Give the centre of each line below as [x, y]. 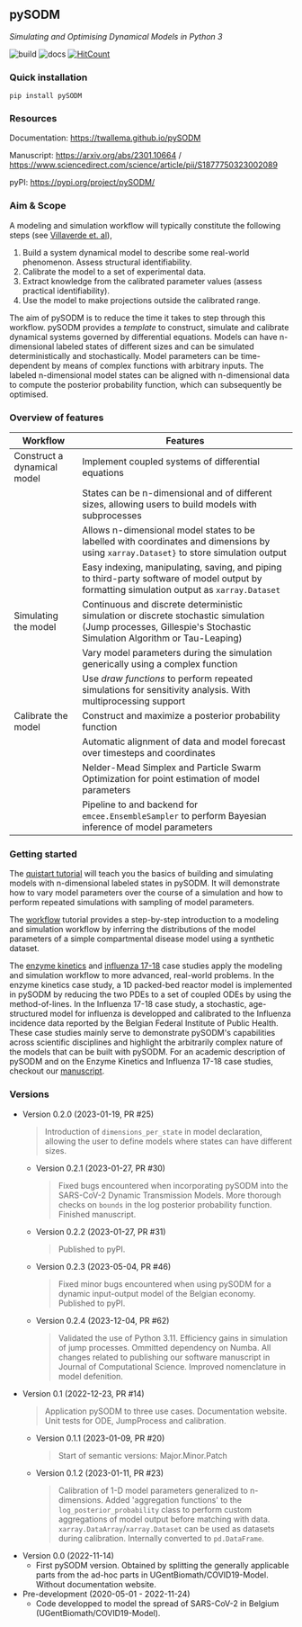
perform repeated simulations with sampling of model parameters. [132, 903]
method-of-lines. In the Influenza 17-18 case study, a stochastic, [128, 1004]
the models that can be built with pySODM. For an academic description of [147, 1052]
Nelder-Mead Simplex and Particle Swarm [172, 767]
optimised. [29, 394]
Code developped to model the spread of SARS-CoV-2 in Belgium [157, 1603]
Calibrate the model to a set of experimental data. [114, 271]
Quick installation [49, 77]
